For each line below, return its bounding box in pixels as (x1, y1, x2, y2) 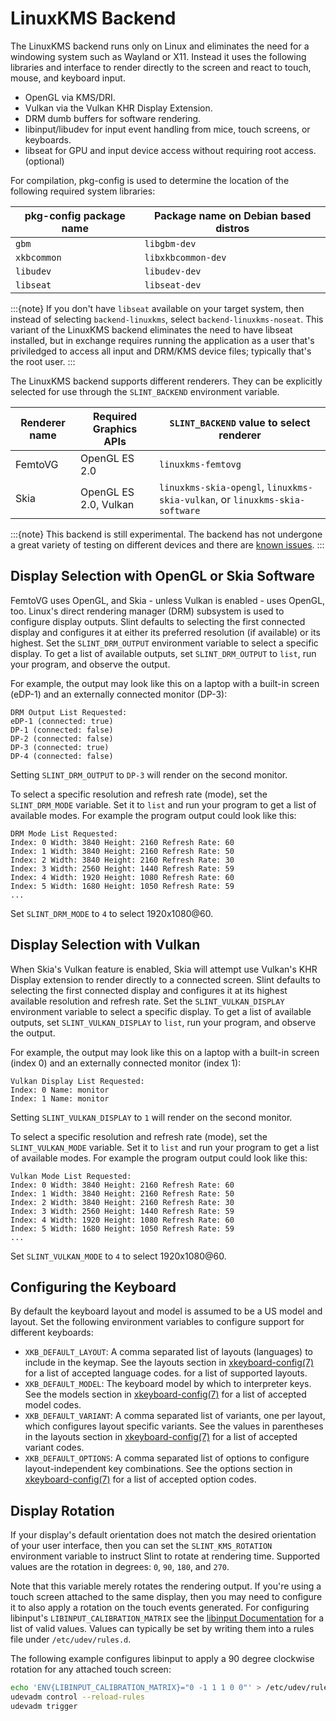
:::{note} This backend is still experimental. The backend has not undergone (10, 528, 323, 540)
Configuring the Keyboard (10, 1278, 177, 1296)
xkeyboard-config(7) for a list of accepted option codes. (24, 1473, 257, 1486)
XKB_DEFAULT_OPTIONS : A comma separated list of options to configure (24, 1452, 310, 1464)
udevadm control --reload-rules (10, 1692, 145, 1702)
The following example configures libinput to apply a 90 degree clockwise (10, 1653, 315, 1665)
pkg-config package (24, 208, 126, 222)
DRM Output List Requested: (10, 707, 128, 717)
